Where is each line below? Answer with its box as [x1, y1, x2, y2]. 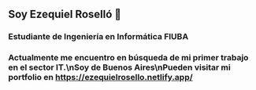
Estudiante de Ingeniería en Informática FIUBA [8, 31, 189, 42]
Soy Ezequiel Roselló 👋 [8, 8, 122, 21]
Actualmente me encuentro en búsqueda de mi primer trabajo [8, 52, 249, 63]
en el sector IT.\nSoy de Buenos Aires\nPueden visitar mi [8, 62, 231, 73]
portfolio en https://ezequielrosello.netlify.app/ [8, 72, 193, 83]
